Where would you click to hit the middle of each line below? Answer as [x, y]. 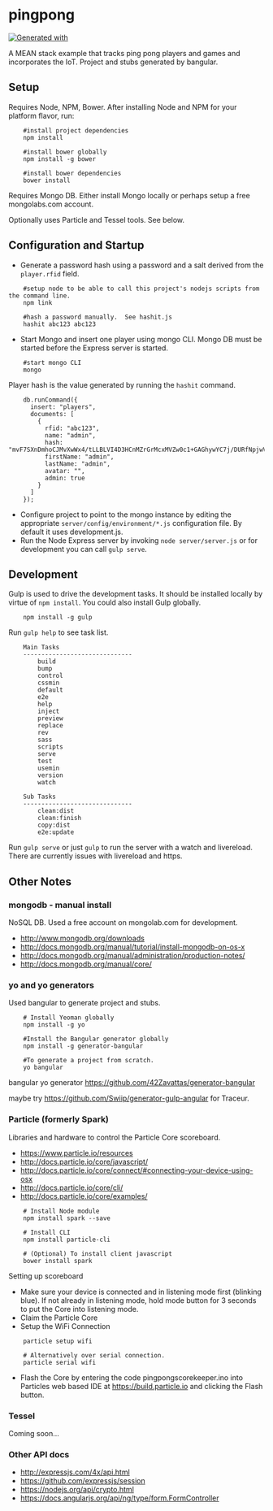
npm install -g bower [59, 159]
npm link [38, 302]
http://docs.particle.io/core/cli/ [71, 1188]
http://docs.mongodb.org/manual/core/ [86, 964]
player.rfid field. [50, 273]
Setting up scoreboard [46, 1276]
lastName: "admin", [78, 464]
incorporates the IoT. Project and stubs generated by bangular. [113, 62]
